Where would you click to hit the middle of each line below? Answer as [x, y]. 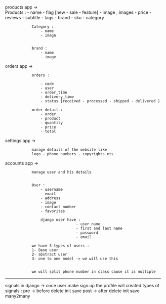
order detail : [47, 110]
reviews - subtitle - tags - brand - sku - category [55, 18]
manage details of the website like [69, 150]
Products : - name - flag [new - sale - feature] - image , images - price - [78, 12]
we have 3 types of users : [61, 246]
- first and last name [99, 228]
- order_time [54, 92]
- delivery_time [57, 97]
